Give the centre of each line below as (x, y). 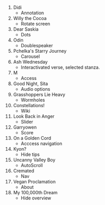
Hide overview (36, 198)
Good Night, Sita (30, 84)
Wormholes (33, 100)
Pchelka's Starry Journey (40, 51)
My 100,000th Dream (35, 192)
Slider (27, 122)
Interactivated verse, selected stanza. (60, 67)
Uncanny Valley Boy (34, 160)
